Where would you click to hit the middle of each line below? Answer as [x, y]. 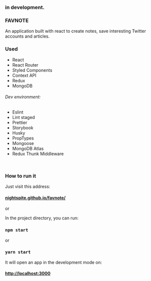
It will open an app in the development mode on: [54, 262]
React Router [25, 65]
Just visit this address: [28, 187]
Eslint [18, 112]
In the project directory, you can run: [42, 218]
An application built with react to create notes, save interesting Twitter [75, 31]
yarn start [18, 252]
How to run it [21, 176]
